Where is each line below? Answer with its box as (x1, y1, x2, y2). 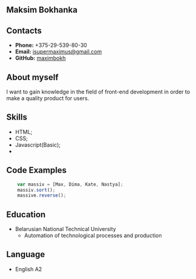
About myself (6, 72, 59, 82)
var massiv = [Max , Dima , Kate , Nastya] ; (17, 181, 123, 187)
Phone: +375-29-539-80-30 (15, 42, 87, 49)
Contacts (6, 25, 42, 36)
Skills (6, 112, 27, 123)
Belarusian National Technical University (15, 226, 117, 233)
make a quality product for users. (6, 95, 89, 102)
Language (6, 249, 46, 260)
